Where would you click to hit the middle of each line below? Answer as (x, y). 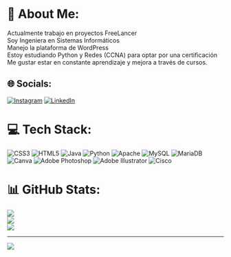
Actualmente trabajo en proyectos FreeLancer (72, 33)
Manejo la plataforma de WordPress (58, 47)
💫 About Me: (43, 14)
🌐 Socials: (30, 84)
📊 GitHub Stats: (54, 189)
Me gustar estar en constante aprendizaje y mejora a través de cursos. (107, 62)
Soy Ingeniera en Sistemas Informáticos (64, 40)
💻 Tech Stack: (49, 129)
